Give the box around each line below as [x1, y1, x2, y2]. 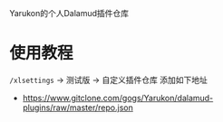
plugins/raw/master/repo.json [22, 102, 133, 113]
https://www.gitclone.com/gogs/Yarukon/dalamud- [22, 92, 214, 103]
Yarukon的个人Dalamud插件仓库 [9, 8, 130, 18]
